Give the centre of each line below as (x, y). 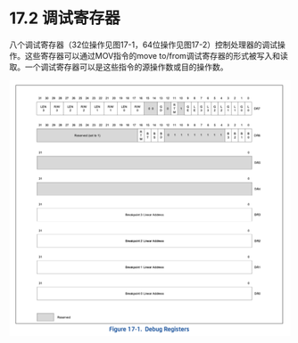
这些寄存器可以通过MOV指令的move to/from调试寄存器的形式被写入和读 (156, 55)
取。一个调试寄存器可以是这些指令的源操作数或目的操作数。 (119, 67)
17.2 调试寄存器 (65, 18)
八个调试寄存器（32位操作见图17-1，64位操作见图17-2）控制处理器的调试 (144, 45)
